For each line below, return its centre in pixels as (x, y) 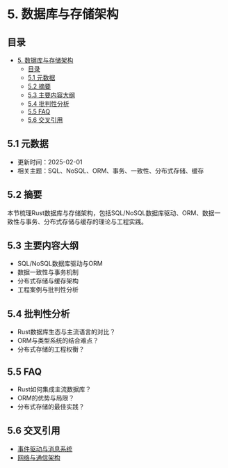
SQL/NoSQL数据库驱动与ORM (60, 264)
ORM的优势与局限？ (46, 398)
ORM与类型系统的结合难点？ (58, 341)
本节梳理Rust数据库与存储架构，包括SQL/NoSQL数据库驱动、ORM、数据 (111, 212)
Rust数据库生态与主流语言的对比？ (66, 332)
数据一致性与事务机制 (48, 272)
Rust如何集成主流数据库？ (54, 389)
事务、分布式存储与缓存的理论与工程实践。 (86, 221)
